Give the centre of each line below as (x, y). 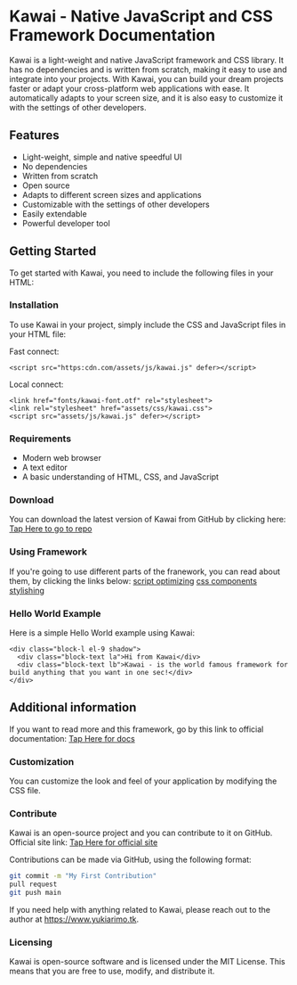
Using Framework (48, 552)
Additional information (73, 707)
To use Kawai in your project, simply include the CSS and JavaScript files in (148, 324)
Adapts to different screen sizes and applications (112, 194)
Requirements (40, 439)
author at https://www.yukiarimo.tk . (74, 919)
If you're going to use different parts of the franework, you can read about (145, 571)
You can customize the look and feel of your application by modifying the (143, 781)
